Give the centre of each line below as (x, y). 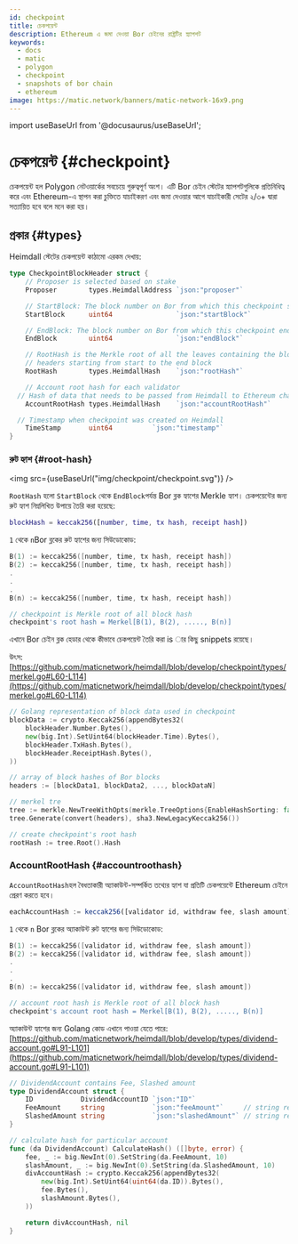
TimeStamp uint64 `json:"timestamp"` (125, 428)
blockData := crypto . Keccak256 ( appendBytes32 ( (97, 720)
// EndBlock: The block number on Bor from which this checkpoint (150, 330)
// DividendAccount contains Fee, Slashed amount (103, 1083)
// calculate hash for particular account (89, 1140)
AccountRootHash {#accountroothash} (96, 866)
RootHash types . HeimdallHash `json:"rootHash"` (134, 371)
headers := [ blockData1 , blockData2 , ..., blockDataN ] (113, 786)
